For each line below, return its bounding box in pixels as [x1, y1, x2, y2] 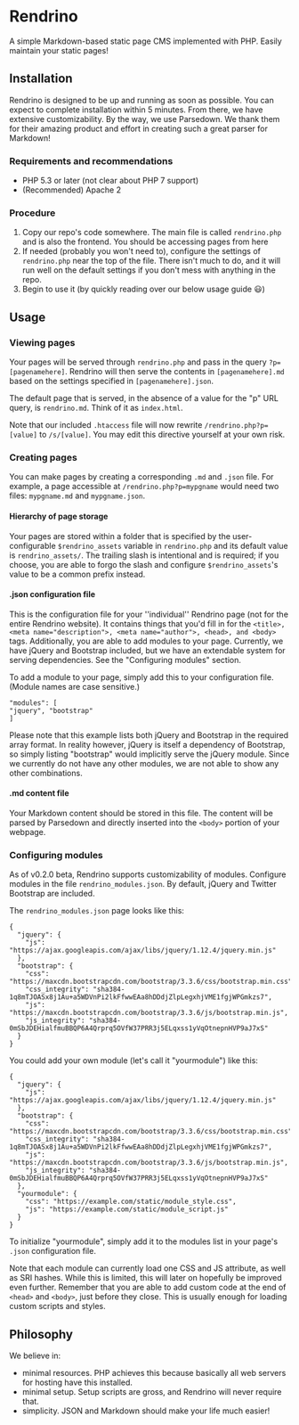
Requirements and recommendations [9, 154, 174, 167]
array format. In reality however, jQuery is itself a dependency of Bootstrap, [9, 739, 286, 749]
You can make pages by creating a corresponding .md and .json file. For [9, 471, 274, 482]
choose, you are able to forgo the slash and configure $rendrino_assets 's [9, 559, 279, 569]
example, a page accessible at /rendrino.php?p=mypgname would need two [9, 481, 279, 492]
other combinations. [9, 767, 83, 778]
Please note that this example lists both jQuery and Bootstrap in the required [9, 729, 289, 741]
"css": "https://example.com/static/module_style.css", [25, 1197, 238, 1207]
